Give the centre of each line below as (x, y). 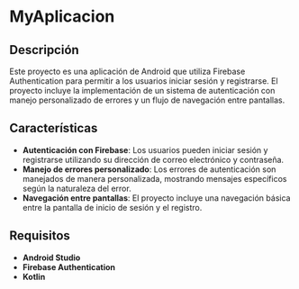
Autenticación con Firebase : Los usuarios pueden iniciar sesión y (145, 149)
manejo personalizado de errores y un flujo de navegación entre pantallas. (147, 100)
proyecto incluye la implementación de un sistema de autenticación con (142, 90)
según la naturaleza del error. (77, 188)
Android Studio (51, 257)
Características (54, 128)
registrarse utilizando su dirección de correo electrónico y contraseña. (153, 159)
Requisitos (40, 236)
